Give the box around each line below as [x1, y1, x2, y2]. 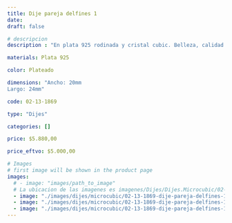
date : [7, 17, 23, 23]
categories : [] [7, 123, 51, 130]
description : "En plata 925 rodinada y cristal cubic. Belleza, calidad [7, 42, 224, 49]
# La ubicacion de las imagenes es [13, 186, 116, 193]
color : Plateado [7, 67, 54, 74]
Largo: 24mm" [7, 86, 45, 93]
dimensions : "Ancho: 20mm [7, 79, 81, 86]
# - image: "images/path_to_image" [13, 180, 116, 186]
